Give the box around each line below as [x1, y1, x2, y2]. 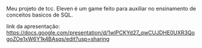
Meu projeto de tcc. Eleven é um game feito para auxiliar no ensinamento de [6, 5, 197, 12]
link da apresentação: [6, 23, 60, 30]
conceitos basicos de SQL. [6, 11, 73, 18]
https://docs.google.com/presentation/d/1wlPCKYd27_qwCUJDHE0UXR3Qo [6, 29, 195, 36]
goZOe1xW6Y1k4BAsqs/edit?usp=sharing [6, 36, 110, 42]
